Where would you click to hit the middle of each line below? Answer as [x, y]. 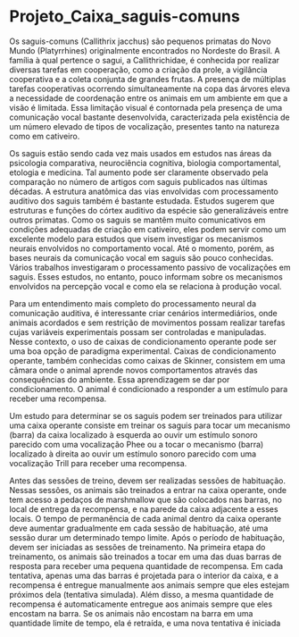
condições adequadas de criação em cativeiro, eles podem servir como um [148, 229]
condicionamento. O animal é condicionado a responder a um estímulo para [149, 389]
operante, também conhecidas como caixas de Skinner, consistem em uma [147, 360]
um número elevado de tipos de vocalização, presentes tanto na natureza [144, 126]
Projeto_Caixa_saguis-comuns [125, 17]
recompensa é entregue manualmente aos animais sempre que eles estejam [149, 585]
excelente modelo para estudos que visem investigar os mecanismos [136, 239]
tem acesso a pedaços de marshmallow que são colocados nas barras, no [146, 499]
